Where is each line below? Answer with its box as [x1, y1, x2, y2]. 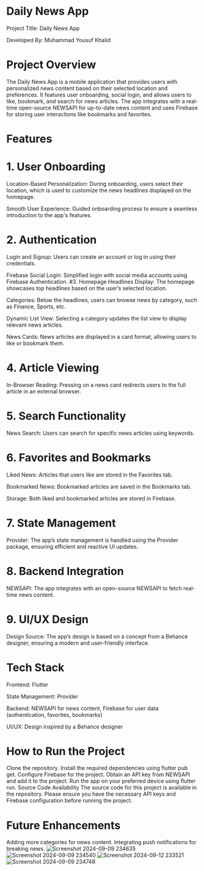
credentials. [6, 259, 36, 267]
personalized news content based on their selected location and [6, 84, 168, 92]
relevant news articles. [6, 321, 64, 328]
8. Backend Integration [6, 564, 124, 578]
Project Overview [6, 58, 97, 72]
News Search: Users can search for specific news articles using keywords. [6, 429, 195, 437]
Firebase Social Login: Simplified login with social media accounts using [6, 271, 188, 279]
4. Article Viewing [6, 361, 100, 375]
